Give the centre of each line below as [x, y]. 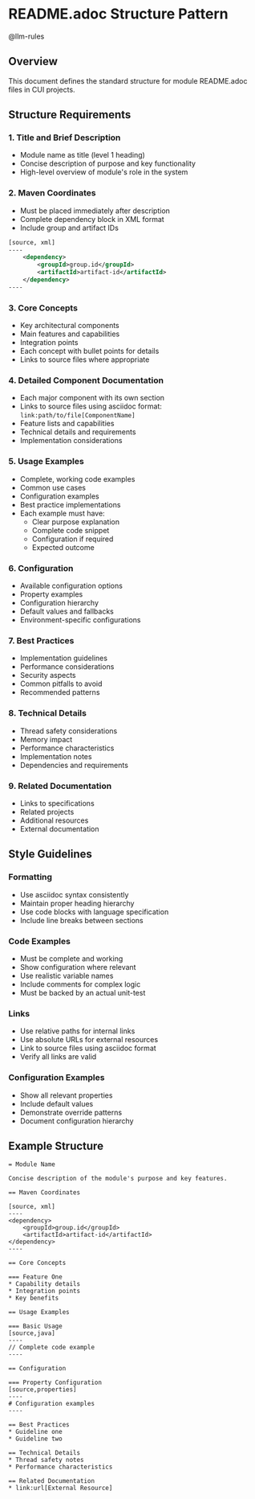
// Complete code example [51, 1348]
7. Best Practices [41, 640]
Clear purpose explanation [76, 522]
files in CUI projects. [42, 89]
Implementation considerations [71, 441]
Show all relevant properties [66, 1095]
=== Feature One [35, 1277]
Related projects [47, 811]
